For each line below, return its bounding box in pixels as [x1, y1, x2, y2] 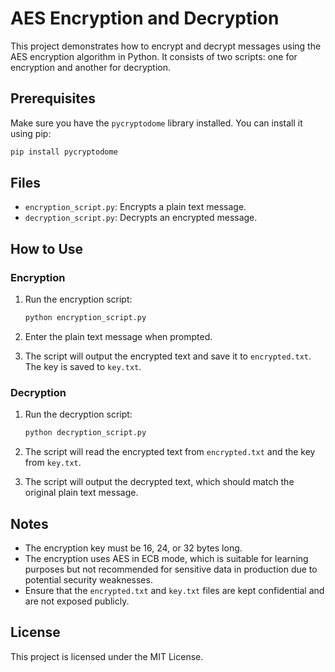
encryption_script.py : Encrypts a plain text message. [24, 201, 247, 213]
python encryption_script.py [24, 313, 147, 323]
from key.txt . [24, 457, 82, 469]
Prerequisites [10, 90, 96, 107]
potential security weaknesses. [24, 573, 153, 586]
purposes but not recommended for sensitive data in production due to [24, 563, 318, 575]
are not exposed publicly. [24, 595, 130, 607]
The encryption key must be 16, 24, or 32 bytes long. [24, 542, 243, 554]
